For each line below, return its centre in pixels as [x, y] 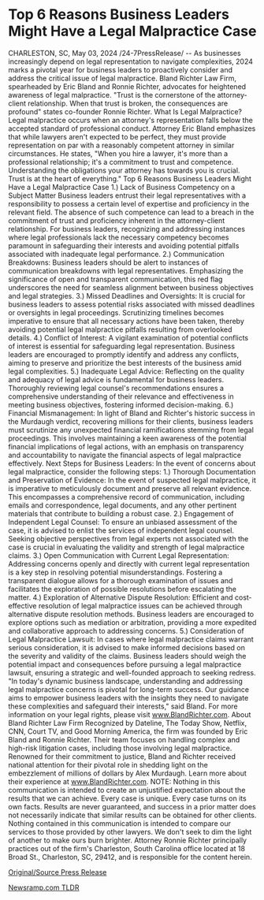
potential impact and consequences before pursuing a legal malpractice [125, 664]
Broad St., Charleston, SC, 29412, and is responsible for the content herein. [130, 857]
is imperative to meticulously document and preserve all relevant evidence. [130, 488]
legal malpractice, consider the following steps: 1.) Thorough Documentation [132, 471]
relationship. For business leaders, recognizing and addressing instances [127, 229]
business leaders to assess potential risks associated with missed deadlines [132, 304]
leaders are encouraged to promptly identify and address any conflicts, [123, 354]
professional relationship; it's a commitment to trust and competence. [121, 162]
